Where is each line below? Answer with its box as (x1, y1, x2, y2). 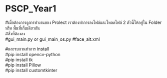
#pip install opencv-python (5, 51, 61, 57)
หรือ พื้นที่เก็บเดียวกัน (5, 25, 40, 31)
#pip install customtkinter (5, 67, 57, 73)
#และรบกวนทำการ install (5, 46, 49, 52)
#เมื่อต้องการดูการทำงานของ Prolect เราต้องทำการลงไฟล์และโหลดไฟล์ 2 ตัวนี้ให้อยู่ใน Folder (5, 19, 162, 25)
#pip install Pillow (5, 62, 41, 68)
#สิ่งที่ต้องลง (5, 30, 25, 36)
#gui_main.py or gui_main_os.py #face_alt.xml (5, 36, 100, 42)
